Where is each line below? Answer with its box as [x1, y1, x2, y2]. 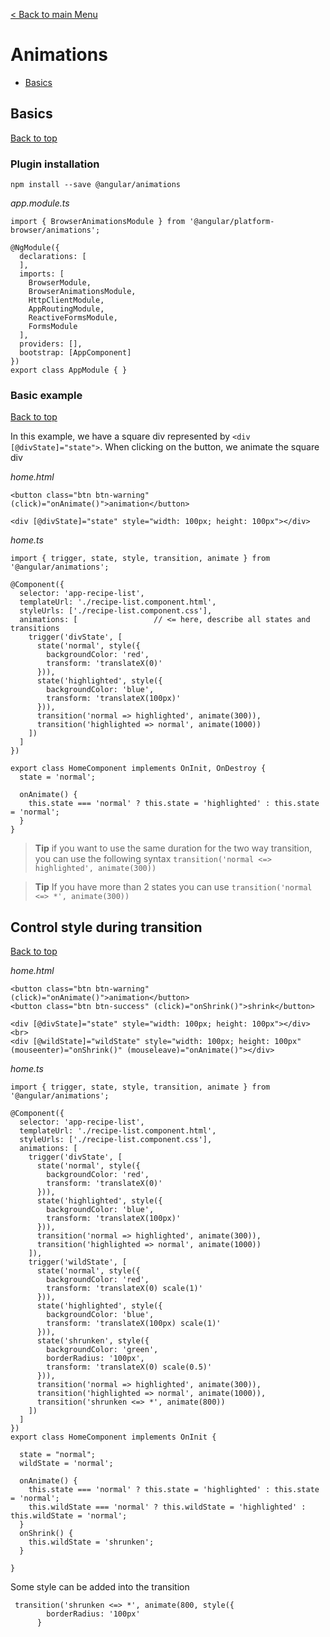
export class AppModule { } [10, 365, 128, 376]
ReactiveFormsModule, [28, 313, 118, 323]
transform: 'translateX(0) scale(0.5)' [46, 1362, 213, 1373]
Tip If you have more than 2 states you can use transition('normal [34, 881, 313, 893]
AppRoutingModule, [28, 304, 105, 314]
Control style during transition [10, 919, 203, 936]
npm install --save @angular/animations [10, 180, 182, 190]
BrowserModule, [28, 278, 92, 288]
